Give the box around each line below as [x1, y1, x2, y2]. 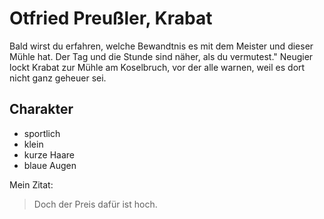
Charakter [9, 101, 74, 118]
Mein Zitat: [9, 178, 54, 191]
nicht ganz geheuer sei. [9, 72, 107, 84]
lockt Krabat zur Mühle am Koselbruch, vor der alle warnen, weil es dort [9, 61, 306, 73]
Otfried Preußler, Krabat [9, 7, 213, 30]
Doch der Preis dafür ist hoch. [33, 198, 158, 210]
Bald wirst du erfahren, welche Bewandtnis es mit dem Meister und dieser [9, 40, 314, 52]
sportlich [23, 127, 61, 139]
